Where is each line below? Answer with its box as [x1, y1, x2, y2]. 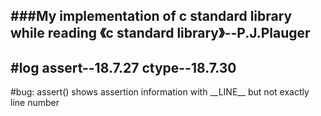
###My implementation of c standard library [10, 8, 293, 25]
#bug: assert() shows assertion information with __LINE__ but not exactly [10, 86, 310, 98]
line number [10, 97, 60, 109]
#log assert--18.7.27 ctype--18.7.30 [10, 59, 237, 76]
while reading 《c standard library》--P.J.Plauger [10, 25, 311, 42]
